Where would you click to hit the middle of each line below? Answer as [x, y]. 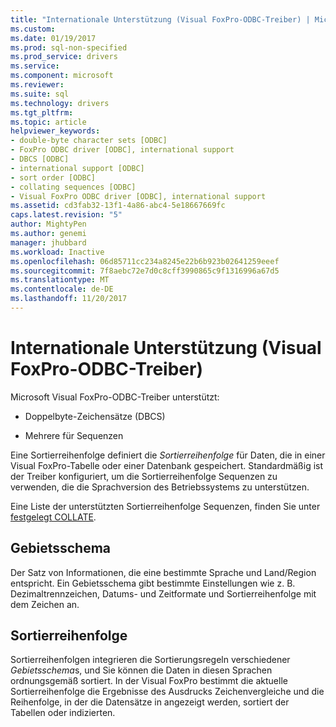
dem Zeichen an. [45, 604]
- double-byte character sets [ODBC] [89, 141]
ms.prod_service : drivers [64, 57]
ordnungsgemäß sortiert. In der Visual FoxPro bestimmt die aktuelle [149, 681]
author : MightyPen [48, 224]
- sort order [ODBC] [53, 177]
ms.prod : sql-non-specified [69, 47]
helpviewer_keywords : [55, 131]
